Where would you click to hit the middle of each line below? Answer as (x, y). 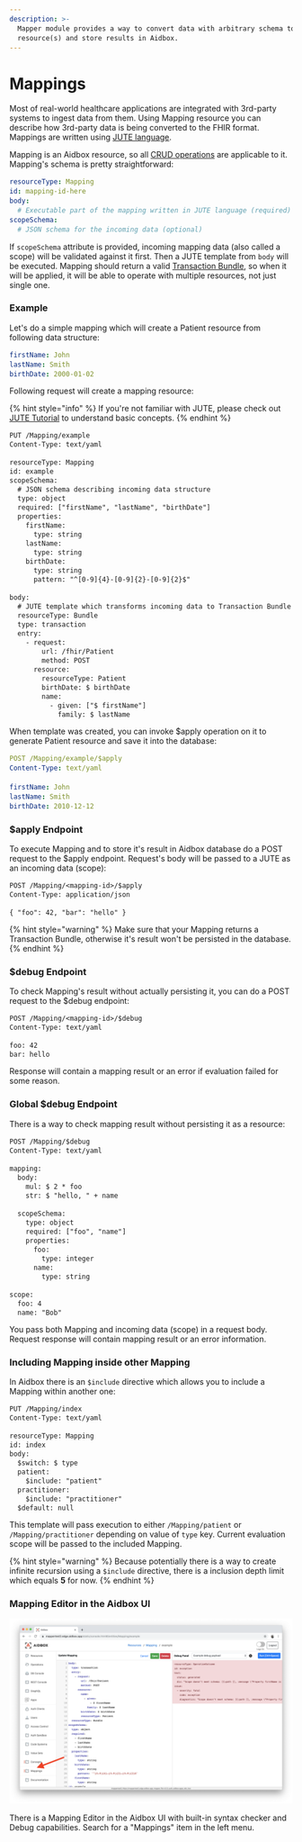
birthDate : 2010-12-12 (52, 806)
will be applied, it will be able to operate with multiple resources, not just (143, 275)
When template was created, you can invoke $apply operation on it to (138, 731)
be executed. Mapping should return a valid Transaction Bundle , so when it (148, 266)
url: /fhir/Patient (78, 652)
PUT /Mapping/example (50, 436)
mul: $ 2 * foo (54, 1187)
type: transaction (52, 625)
